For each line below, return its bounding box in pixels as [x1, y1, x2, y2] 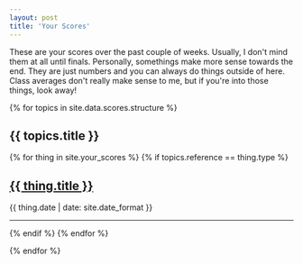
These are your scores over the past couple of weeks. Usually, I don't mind [9, 46, 289, 57]
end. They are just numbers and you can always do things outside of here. [9, 65, 286, 77]
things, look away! [9, 85, 78, 96]
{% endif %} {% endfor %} [9, 228, 109, 239]
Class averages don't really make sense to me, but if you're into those [9, 75, 269, 86]
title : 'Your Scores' [9, 22, 91, 31]
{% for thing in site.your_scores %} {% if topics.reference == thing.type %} [9, 152, 289, 163]
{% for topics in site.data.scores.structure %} [9, 102, 178, 113]
